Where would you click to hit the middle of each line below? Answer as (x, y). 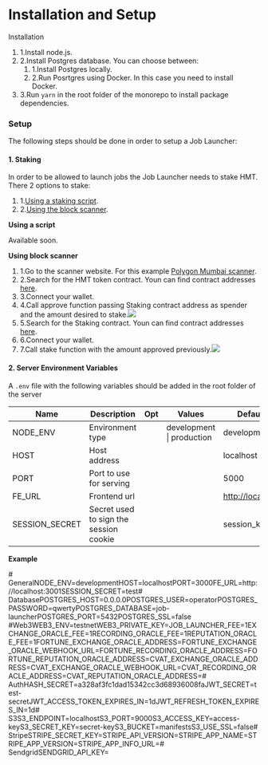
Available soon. (33, 240)
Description (113, 414)
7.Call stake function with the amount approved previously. (116, 349)
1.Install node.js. (46, 52)
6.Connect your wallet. (57, 340)
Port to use (109, 473)
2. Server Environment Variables (63, 368)
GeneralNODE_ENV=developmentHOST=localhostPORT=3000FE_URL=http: (133, 582)
